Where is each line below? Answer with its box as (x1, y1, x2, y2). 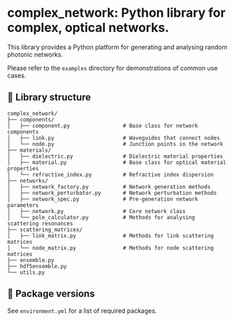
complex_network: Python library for (7, 5, 226, 21)
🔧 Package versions (7, 288, 96, 300)
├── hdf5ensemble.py (7, 263, 68, 270)
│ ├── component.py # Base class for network (7, 122, 198, 129)
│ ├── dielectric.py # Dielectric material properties (7, 152, 224, 160)
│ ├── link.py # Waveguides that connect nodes (7, 134, 220, 141)
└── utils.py (7, 269, 45, 276)
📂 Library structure (7, 92, 92, 103)
